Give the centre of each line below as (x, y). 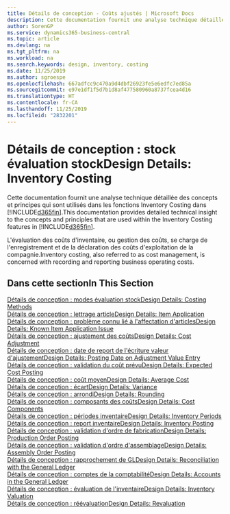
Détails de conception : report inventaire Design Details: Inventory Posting (111, 424)
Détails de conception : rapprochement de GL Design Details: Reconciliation (113, 460)
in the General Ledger (38, 482)
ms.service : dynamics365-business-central (68, 33)
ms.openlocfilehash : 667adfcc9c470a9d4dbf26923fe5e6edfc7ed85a (99, 84)
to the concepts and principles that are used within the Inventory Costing (110, 219)
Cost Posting (25, 372)
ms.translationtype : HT (41, 97)
